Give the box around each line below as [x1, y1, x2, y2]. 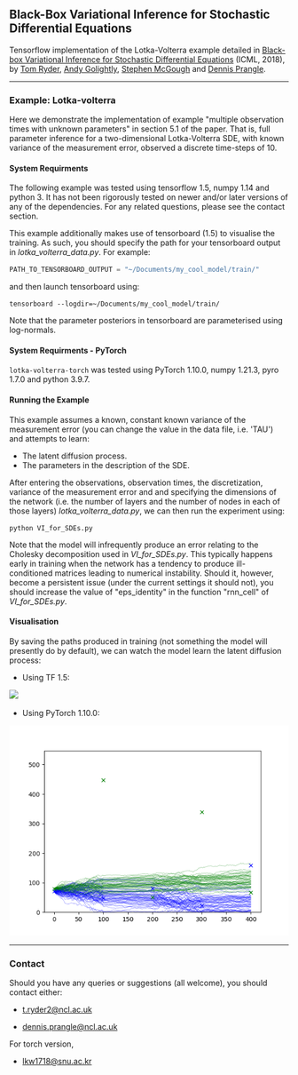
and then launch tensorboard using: [9, 282, 140, 292]
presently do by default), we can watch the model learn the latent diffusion [9, 645, 282, 656]
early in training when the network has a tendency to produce [9, 558, 235, 569]
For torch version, [9, 1039, 74, 1049]
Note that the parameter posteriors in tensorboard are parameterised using [9, 315, 284, 326]
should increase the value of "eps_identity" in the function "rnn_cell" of [9, 586, 270, 597]
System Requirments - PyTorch [9, 345, 127, 355]
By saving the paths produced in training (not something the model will [9, 635, 268, 647]
